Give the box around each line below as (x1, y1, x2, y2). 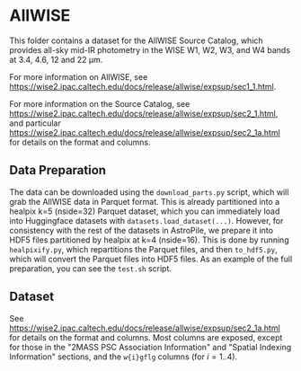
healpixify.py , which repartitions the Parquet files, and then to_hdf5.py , (9, 243, 278, 254)
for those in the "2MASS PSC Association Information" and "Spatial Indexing (9, 341, 292, 352)
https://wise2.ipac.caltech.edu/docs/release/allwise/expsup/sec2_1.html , (9, 108, 279, 119)
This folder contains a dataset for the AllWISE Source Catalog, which (9, 35, 263, 46)
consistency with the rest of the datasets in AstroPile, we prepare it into (9, 225, 274, 235)
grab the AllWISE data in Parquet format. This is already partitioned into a (9, 196, 280, 207)
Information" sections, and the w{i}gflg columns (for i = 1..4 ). (9, 351, 238, 362)
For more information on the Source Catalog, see (9, 98, 190, 109)
